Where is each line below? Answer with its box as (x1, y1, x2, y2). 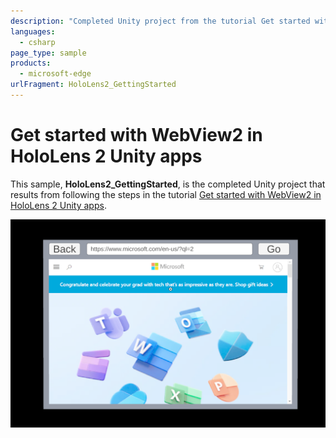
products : (10, 58, 52, 69)
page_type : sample (10, 48, 87, 58)
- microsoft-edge (19, 69, 92, 79)
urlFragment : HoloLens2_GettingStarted (10, 80, 177, 90)
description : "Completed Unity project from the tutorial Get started (10, 16, 311, 26)
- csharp (19, 37, 56, 47)
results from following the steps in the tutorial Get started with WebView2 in (10, 188, 322, 200)
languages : (10, 26, 56, 37)
